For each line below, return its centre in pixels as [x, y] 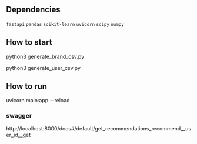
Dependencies [33, 10]
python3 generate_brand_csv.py [45, 56]
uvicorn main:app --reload [38, 101]
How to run [27, 87]
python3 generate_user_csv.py [44, 68]
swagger [19, 116]
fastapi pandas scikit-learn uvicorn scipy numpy [65, 24]
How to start [29, 43]
